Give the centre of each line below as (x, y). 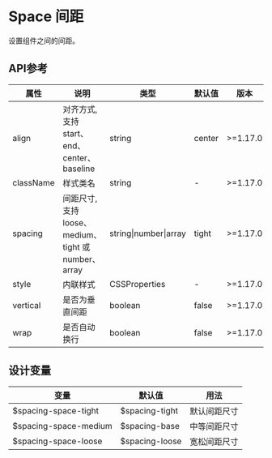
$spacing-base (150, 426)
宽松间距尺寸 (214, 441)
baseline (79, 169)
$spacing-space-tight (56, 410)
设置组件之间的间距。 (44, 41)
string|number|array (147, 233)
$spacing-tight (149, 410)
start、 (76, 133)
